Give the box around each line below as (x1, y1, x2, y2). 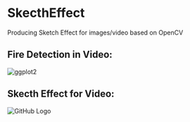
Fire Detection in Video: (7, 49, 113, 61)
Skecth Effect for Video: (7, 88, 115, 100)
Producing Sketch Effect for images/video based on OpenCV (7, 28, 184, 37)
